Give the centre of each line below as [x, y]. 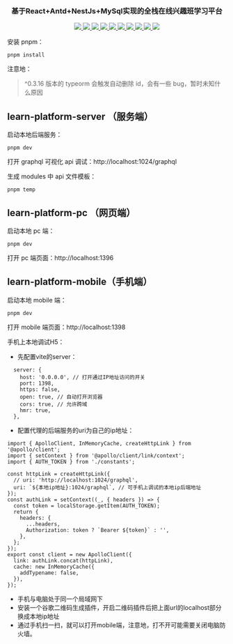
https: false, [40, 389]
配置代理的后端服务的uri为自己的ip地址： [75, 430]
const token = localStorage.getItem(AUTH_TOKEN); [87, 506]
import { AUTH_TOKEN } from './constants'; [71, 461]
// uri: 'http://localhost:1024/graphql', [76, 480]
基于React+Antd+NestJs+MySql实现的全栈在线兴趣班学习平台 [117, 10]
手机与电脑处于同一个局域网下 [60, 599]
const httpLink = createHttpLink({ [59, 474]
